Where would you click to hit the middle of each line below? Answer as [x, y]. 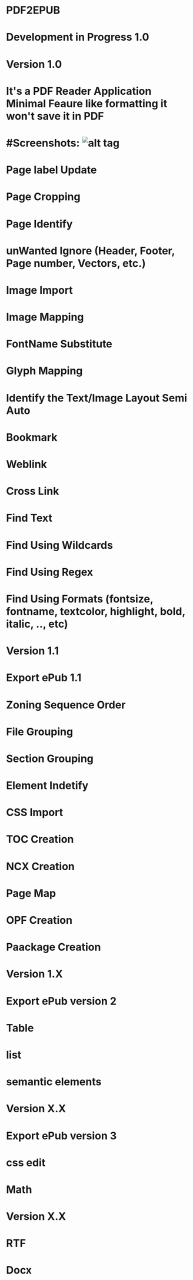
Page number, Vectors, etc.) [76, 263]
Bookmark [32, 437]
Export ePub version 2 [61, 1001]
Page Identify [39, 224]
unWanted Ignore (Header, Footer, [91, 251]
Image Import [40, 290]
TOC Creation [40, 839]
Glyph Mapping [44, 371]
